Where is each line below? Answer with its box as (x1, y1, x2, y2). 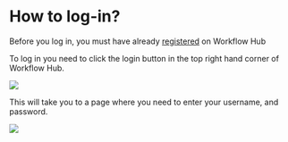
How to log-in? (9, 6, 121, 27)
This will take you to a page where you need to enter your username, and (9, 96, 279, 107)
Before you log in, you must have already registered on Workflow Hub (9, 36, 267, 46)
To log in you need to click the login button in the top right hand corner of (9, 53, 280, 63)
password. (9, 105, 48, 117)
